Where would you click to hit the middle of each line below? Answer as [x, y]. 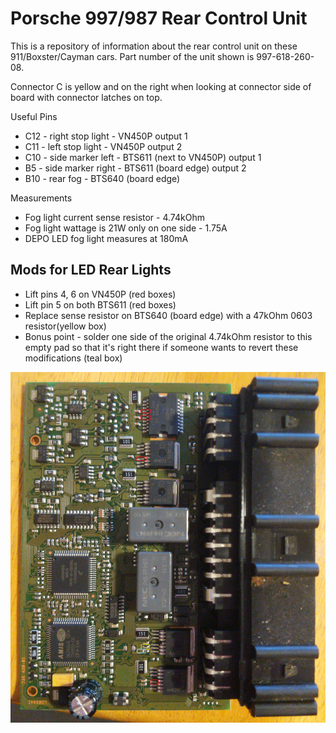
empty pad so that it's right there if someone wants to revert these [161, 347]
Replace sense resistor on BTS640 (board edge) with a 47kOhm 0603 [168, 315]
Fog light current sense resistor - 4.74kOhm [114, 217]
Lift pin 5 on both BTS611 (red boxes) [100, 304]
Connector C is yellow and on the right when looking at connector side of [161, 86]
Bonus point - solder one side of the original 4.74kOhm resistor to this [168, 336]
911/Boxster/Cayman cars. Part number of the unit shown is [132, 56]
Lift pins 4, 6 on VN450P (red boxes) [100, 294]
